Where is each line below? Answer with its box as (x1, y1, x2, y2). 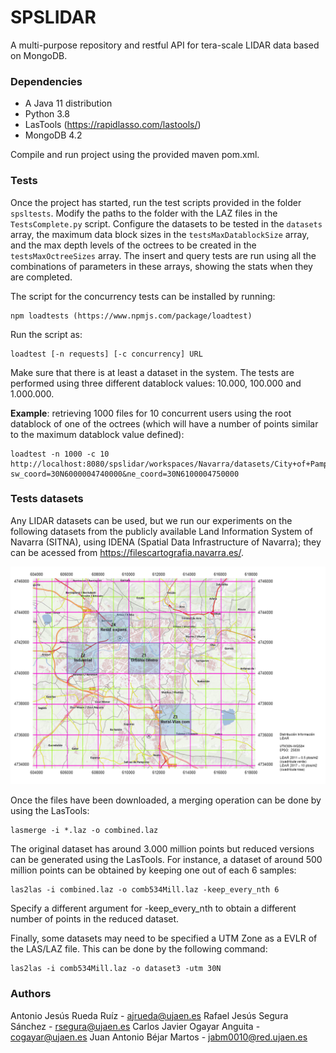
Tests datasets (10, 492, 84, 506)
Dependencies (10, 74, 83, 88)
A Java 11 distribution (24, 97, 113, 110)
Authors (10, 987, 52, 1001)
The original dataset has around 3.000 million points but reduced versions (10, 843, 315, 855)
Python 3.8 (24, 108, 70, 120)
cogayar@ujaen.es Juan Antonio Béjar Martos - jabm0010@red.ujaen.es (10, 1031, 308, 1043)
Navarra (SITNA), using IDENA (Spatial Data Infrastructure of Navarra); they (10, 536, 322, 548)
